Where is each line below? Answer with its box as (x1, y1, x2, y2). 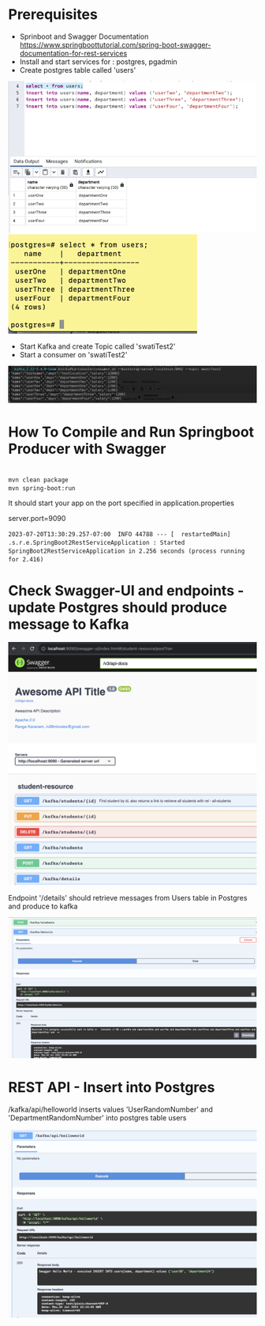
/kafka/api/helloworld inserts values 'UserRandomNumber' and (8, 1105, 213, 1114)
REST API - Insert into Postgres (8, 1079, 215, 1097)
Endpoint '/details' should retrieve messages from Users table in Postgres (8, 893, 248, 903)
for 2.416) (8, 555, 44, 563)
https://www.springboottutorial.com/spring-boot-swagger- (19, 40, 211, 49)
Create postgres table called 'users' (19, 65, 136, 74)
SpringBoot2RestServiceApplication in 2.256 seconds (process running (8, 547, 245, 555)
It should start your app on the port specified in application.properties (8, 498, 235, 508)
